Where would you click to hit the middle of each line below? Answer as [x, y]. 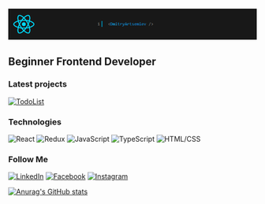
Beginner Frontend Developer [82, 62]
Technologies [35, 121]
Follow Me [28, 159]
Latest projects [37, 84]
